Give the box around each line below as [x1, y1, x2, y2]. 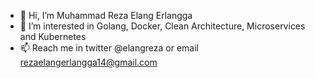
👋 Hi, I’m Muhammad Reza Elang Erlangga [19, 10, 193, 21]
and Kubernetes [19, 31, 87, 42]
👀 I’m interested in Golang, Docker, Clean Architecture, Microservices [19, 20, 306, 32]
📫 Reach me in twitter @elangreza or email [19, 42, 199, 54]
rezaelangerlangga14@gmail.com [19, 56, 158, 68]
